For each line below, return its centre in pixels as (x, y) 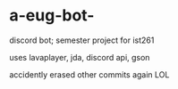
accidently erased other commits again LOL (89, 74)
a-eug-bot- (52, 16)
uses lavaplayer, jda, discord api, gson (80, 57)
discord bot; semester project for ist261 (82, 40)
